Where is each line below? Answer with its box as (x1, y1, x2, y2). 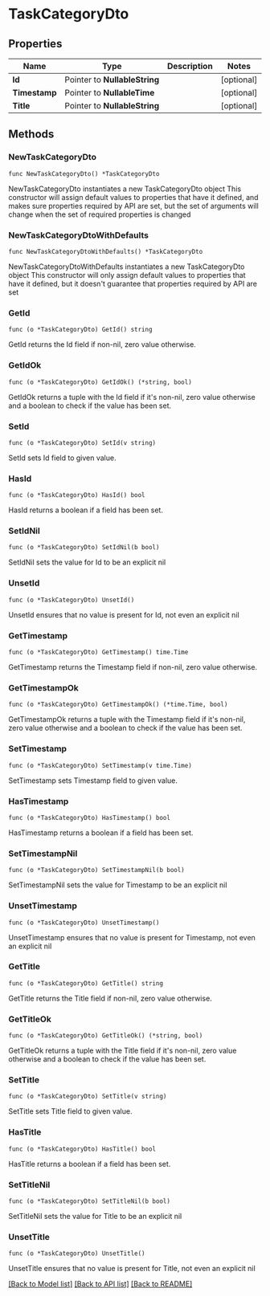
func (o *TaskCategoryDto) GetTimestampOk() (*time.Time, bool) (8, 700, 228, 709)
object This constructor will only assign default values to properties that (8, 270, 247, 279)
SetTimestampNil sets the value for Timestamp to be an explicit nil (8, 880, 227, 890)
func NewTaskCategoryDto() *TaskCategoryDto (8, 169, 160, 177)
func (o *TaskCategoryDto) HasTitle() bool (8, 1145, 157, 1153)
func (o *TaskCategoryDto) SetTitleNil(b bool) (8, 1197, 171, 1205)
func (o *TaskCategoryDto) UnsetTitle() (8, 1249, 146, 1257)
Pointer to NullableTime (64, 88, 155, 98)
